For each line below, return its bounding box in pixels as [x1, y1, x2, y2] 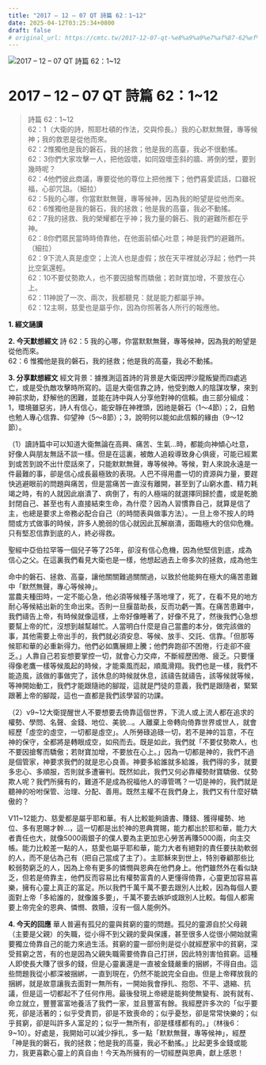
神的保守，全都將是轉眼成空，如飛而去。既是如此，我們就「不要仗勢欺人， [8, 737, 251, 747]
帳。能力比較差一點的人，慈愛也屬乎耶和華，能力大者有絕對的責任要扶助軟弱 [8, 843, 258, 853]
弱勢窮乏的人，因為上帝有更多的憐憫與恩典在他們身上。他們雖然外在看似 [14, 863, 251, 873]
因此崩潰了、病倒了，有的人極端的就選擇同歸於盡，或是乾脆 [63, 489, 258, 499]
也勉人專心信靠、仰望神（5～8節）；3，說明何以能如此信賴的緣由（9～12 [8, 413, 244, 422]
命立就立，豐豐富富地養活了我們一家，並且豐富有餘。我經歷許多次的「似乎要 [8, 998, 258, 1008]
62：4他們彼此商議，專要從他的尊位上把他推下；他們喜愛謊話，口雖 [27, 174, 249, 184]
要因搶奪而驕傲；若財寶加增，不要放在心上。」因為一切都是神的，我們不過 [14, 747, 255, 757]
